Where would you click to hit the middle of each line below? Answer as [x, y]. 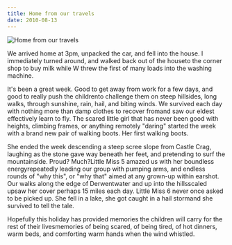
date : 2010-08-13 [32, 20]
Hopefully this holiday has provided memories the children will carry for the [115, 219]
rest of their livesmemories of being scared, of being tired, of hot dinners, [112, 226]
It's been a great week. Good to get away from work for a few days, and [110, 89]
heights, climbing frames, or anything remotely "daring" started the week [112, 126]
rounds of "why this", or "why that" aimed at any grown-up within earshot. [113, 176]
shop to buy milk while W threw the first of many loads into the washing [109, 68]
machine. [20, 75]
